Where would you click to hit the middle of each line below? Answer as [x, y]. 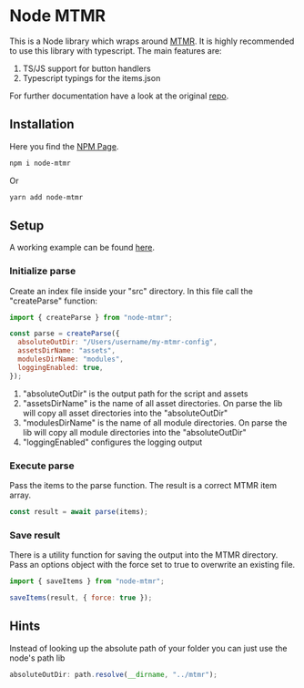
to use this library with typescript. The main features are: [116, 50]
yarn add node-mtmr [46, 197]
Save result [35, 535]
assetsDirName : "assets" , [67, 351]
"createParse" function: [54, 301]
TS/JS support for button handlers [87, 68]
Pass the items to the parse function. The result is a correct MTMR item [143, 486]
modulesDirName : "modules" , [71, 359]
